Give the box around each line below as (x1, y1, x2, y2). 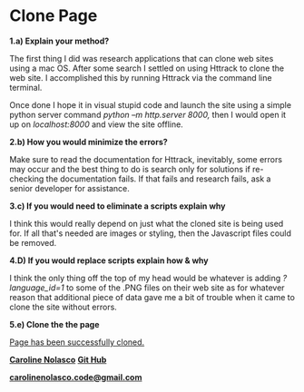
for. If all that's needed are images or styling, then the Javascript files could (9, 228, 292, 239)
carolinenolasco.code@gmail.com (9, 371, 142, 382)
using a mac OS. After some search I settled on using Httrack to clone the (9, 63, 284, 73)
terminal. (9, 82, 43, 93)
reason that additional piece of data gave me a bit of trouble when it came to (9, 291, 295, 302)
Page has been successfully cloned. (9, 337, 145, 348)
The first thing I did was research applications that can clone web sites (9, 53, 274, 64)
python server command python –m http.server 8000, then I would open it (9, 109, 287, 120)
